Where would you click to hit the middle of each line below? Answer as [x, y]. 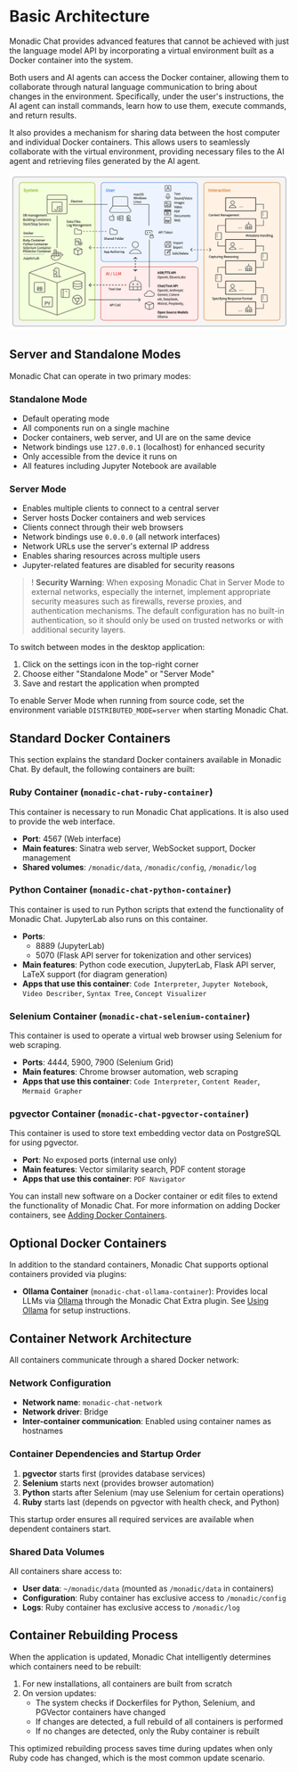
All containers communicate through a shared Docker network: [125, 1360]
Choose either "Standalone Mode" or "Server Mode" [118, 674]
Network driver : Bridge [65, 1412]
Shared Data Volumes [57, 1552]
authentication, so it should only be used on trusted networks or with [157, 621]
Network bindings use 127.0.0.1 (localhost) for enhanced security [143, 447]
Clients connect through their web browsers [103, 527]
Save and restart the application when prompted [111, 683]
